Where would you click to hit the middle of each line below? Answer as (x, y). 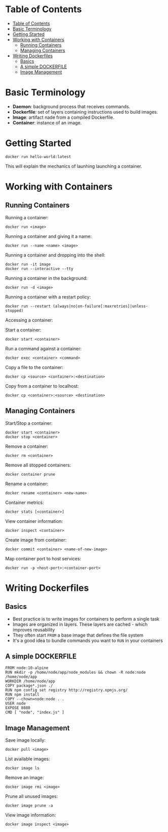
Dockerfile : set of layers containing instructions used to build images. (85, 112)
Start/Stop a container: (29, 423)
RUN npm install (22, 695)
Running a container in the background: (46, 278)
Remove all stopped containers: (38, 465)
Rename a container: (27, 484)
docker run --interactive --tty (39, 269)
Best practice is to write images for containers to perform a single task (86, 619)
